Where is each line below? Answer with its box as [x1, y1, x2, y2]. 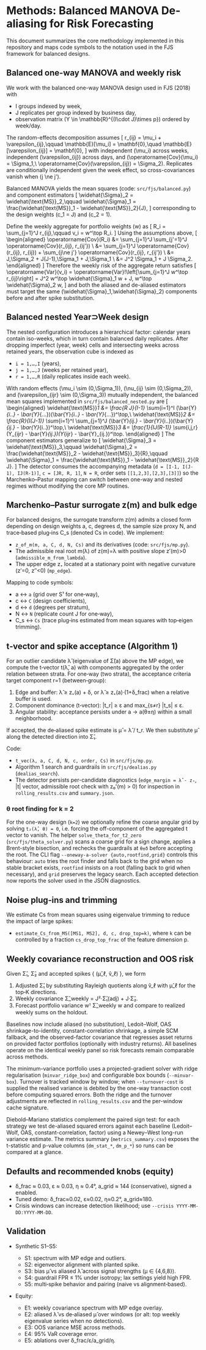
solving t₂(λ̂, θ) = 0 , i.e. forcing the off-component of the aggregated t [6, 825, 188, 832]
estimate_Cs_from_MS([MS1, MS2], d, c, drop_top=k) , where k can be [15, 929, 191, 937]
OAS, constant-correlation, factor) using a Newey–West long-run [20, 1129, 183, 1136]
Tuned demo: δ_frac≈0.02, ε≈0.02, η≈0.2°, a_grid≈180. [15, 1195, 153, 1202]
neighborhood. [15, 715, 53, 722]
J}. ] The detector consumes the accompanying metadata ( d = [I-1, [6, 462, 180, 470]
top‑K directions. [15, 989, 57, 996]
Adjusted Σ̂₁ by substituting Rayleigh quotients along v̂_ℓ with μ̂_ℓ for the [15, 982, 196, 989]
